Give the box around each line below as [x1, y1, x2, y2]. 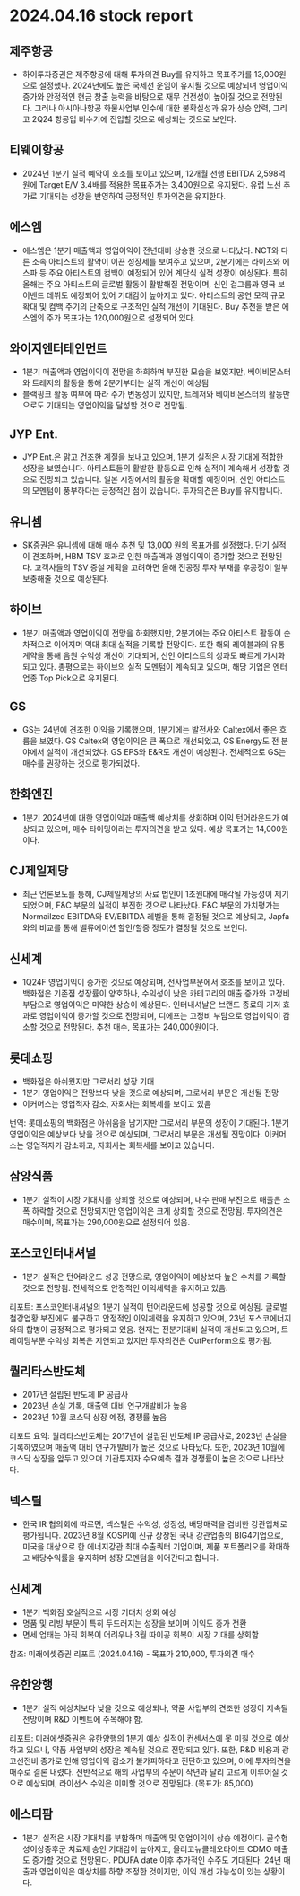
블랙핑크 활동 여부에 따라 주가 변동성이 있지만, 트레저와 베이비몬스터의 [21, 389, 267, 399]
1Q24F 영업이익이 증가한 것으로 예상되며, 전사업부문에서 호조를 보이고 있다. [21, 977, 285, 987]
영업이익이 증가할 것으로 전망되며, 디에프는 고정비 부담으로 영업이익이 [39, 1011, 281, 1022]
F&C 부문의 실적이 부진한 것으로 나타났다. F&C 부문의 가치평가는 [56, 900, 280, 911]
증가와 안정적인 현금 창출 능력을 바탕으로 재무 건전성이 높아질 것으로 [21, 92, 260, 101]
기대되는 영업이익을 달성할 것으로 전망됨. [46, 400, 188, 411]
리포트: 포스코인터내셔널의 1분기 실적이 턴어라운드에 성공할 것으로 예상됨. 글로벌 [9, 1301, 288, 1312]
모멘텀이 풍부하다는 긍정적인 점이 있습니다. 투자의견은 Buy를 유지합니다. [31, 486, 283, 496]
